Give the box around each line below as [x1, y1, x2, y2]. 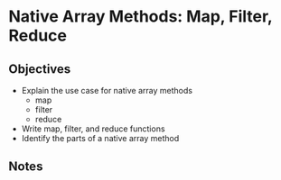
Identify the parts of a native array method [21, 133, 180, 143]
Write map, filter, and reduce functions [21, 123, 165, 134]
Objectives [8, 61, 71, 76]
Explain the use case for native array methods [21, 85, 193, 95]
